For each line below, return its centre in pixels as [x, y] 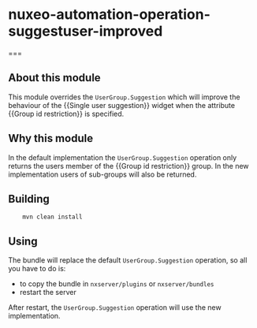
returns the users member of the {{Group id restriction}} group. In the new [129, 166]
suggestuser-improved [86, 31]
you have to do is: [37, 269]
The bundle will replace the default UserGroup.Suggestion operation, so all [128, 260]
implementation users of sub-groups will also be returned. [102, 174]
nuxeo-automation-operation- [110, 15]
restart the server [48, 293]
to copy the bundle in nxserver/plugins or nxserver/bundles [117, 284]
